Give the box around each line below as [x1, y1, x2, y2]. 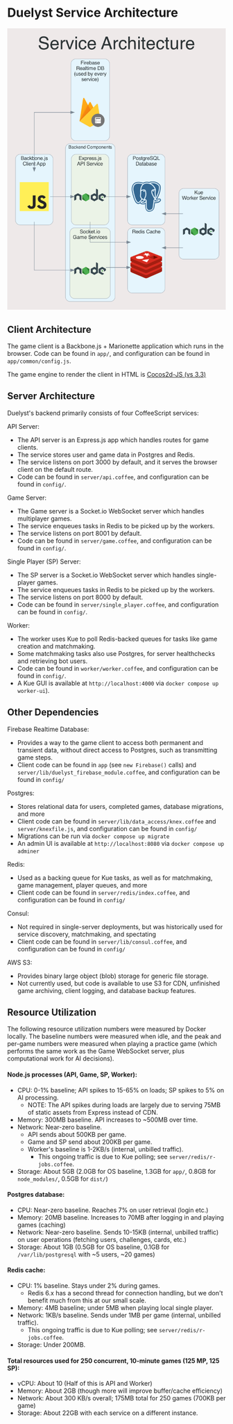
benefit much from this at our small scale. [27, 1296, 147, 1304]
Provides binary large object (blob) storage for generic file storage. [17, 972, 209, 980]
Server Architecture [7, 391, 95, 402]
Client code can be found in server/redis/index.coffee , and [17, 888, 191, 897]
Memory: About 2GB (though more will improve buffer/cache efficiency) [17, 1386, 223, 1395]
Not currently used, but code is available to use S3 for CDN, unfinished [17, 979, 221, 988]
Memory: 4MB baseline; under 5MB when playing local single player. [17, 1304, 214, 1312]
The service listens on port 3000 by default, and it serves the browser [17, 457, 218, 466]
